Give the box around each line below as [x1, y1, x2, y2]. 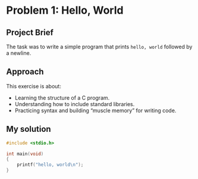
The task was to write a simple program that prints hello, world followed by [6, 43, 193, 50]
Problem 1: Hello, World [6, 4, 124, 17]
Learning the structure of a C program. [14, 94, 110, 101]
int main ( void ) [6, 150, 44, 157]
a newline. [6, 50, 32, 57]
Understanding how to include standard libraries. [14, 100, 135, 107]
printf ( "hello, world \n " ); [17, 162, 84, 168]
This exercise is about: [6, 82, 61, 89]
